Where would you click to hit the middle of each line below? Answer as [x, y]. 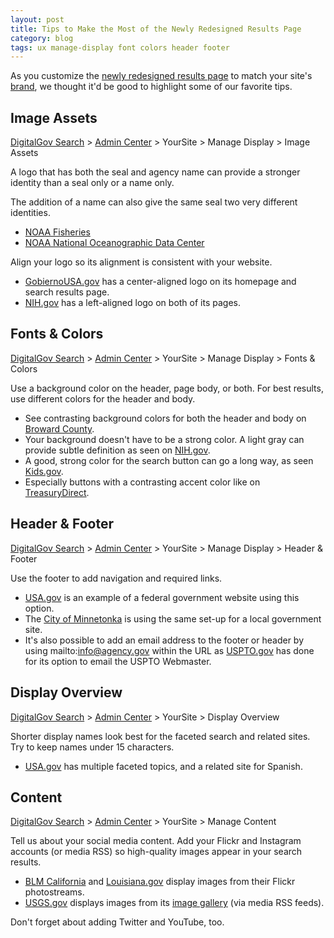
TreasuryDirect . [57, 492]
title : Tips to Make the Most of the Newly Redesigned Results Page [156, 29]
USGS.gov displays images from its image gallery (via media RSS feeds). [174, 903]
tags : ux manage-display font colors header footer [120, 47]
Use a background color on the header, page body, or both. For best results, [167, 388]
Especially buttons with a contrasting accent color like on [142, 482]
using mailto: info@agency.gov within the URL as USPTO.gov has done [169, 650]
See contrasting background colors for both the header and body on [165, 418]
